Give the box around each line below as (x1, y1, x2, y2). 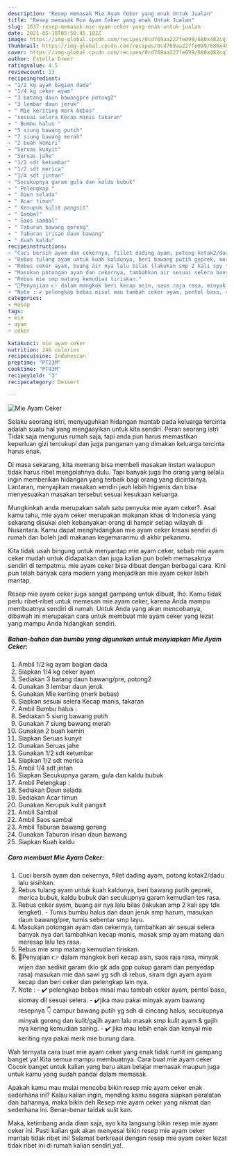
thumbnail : (8, 42, 40, 49)
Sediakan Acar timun (17, 793, 78, 801)
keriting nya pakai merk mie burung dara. (17, 1034, 136, 1043)
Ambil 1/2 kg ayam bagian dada (17, 660, 108, 668)
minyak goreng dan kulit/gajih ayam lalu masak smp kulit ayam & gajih (17, 1016, 218, 1024)
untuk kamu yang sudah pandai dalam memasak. (8, 1070, 148, 1078)
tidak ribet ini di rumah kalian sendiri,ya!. (8, 1141, 124, 1149)
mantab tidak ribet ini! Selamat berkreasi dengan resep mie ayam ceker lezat (8, 1134, 227, 1142)
